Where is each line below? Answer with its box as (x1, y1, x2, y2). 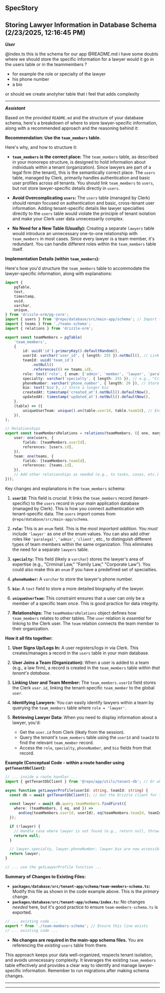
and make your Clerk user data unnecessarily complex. (12, 216, 124, 222)
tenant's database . (12, 670, 51, 676)
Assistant (5, 105, 26, 111)
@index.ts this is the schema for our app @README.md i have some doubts (5, 51, 159, 57)
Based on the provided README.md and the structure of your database (5, 115, 144, 121)
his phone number (12, 76, 50, 82)
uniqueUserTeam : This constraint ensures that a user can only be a (12, 595, 145, 601)
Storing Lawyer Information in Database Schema (5, 21, 157, 29)
